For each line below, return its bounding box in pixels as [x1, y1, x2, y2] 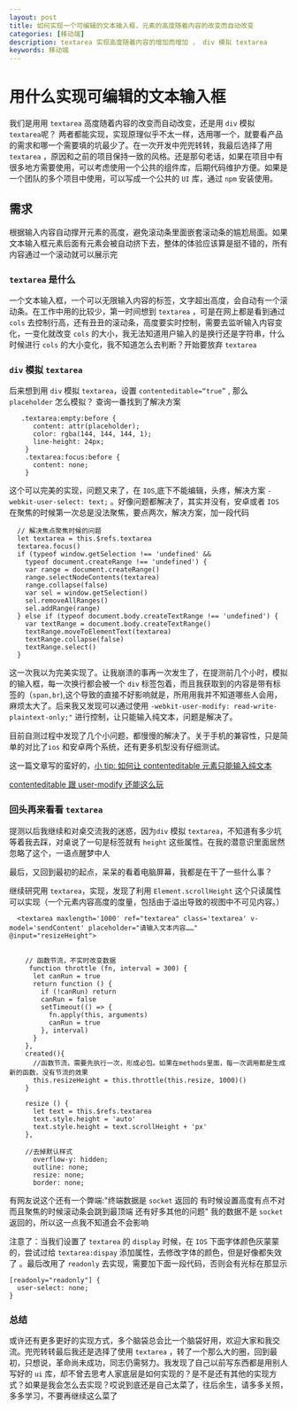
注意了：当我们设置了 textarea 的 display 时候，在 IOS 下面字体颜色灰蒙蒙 [9, 1235, 280, 1246]
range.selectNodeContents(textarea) [25, 573, 161, 582]
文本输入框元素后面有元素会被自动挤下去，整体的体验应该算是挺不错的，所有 [9, 237, 288, 248]
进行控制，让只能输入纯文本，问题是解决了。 [74, 712, 238, 722]
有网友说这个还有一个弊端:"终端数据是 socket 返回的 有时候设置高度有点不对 [9, 1195, 286, 1205]
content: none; [32, 461, 89, 470]
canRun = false [41, 994, 97, 1004]
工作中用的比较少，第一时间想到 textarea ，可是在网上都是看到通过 [39, 307, 286, 317]
